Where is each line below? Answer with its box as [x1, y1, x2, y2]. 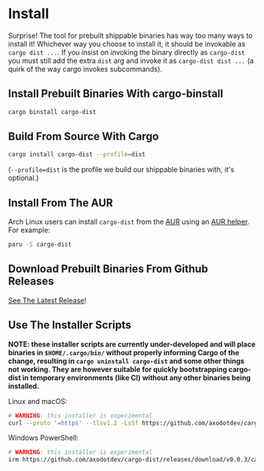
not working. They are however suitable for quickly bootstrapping [8, 364, 228, 374]
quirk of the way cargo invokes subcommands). [8, 64, 163, 73]
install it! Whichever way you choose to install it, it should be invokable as [8, 39, 246, 48]
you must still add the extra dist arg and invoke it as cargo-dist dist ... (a [8, 56, 254, 65]
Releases [8, 275, 54, 288]
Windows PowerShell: [8, 433, 79, 443]
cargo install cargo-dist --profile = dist [8, 150, 146, 158]
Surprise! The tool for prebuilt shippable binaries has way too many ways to [8, 31, 253, 40]
